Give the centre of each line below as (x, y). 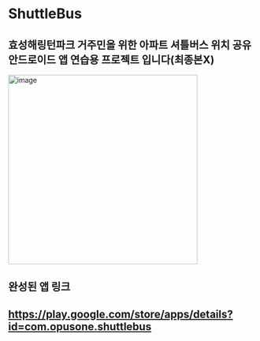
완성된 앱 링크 (39, 287)
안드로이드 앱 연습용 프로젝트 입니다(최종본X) (111, 60)
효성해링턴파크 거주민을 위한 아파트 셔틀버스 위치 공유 (130, 45)
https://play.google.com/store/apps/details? (121, 314)
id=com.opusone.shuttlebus (80, 326)
